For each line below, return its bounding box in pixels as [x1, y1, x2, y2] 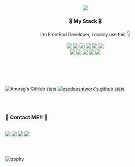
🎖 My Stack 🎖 [69, 17, 102, 24]
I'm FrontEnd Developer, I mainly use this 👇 [40, 32, 130, 38]
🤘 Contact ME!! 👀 [5, 114, 48, 121]
